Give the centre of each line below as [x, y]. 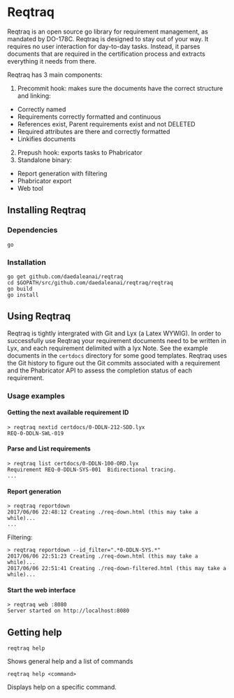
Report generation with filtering [62, 173]
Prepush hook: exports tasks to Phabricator [80, 152]
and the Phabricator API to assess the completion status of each [100, 370]
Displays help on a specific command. [62, 687]
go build [20, 289]
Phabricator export [44, 181]
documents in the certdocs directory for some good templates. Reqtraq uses [117, 355]
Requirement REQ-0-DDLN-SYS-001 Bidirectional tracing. [92, 470]
